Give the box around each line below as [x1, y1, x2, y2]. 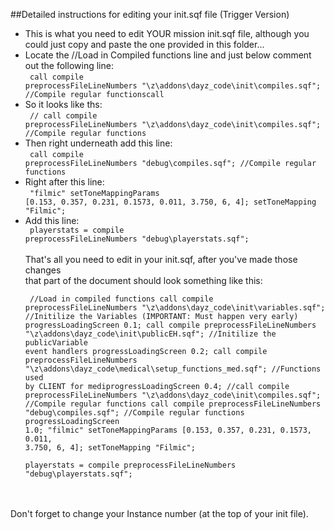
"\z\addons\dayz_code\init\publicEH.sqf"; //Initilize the [24, 329, 277, 339]
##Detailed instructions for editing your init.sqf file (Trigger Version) [10, 9, 290, 20]
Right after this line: [24, 176, 105, 188]
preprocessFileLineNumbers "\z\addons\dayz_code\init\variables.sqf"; [24, 303, 326, 313]
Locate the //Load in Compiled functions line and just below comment [24, 49, 312, 61]
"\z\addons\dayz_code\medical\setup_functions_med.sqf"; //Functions [24, 364, 322, 374]
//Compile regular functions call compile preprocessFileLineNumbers [24, 399, 322, 409]
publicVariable [24, 338, 89, 348]
